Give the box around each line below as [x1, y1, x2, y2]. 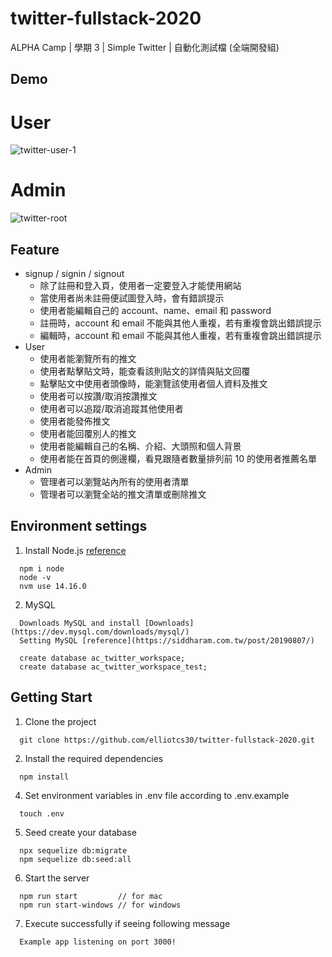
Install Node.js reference [24, 544, 127, 556]
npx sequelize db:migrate [19, 845, 128, 856]
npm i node [19, 563, 65, 574]
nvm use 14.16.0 [19, 581, 87, 591]
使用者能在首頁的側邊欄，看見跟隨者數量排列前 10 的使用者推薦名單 [39, 453, 317, 465]
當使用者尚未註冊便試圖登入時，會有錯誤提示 [39, 292, 225, 304]
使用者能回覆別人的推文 [39, 428, 137, 440]
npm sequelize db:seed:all [19, 854, 132, 864]
